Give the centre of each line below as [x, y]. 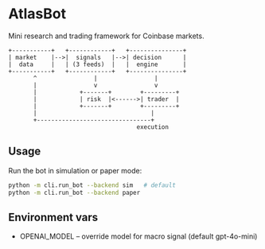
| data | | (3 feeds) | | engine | [97, 64]
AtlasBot [37, 14]
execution [153, 127]
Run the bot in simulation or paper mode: [75, 170]
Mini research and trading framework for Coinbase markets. [106, 36]
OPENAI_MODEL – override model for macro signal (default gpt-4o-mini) [138, 236]
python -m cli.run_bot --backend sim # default [92, 185]
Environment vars [53, 217]
